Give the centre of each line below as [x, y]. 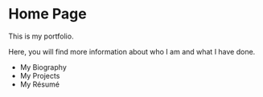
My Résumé [40, 84]
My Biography [43, 67]
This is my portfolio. [41, 36]
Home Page [47, 14]
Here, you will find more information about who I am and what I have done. [132, 51]
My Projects [40, 75]
